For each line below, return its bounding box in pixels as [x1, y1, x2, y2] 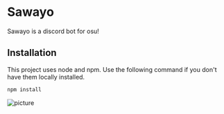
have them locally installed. [7, 73, 85, 81]
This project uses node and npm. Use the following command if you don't [7, 65, 217, 73]
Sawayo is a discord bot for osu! [7, 27, 99, 35]
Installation [7, 47, 57, 59]
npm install [7, 86, 42, 93]
